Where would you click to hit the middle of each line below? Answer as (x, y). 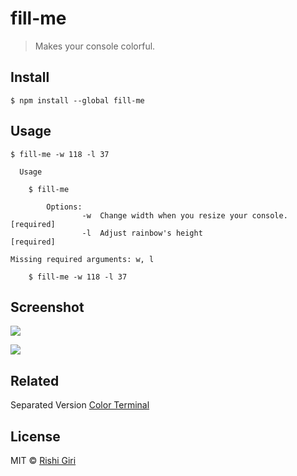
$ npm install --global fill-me (77, 100)
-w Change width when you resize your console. (184, 215)
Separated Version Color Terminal (80, 405)
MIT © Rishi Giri (43, 460)
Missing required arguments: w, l (82, 259)
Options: (64, 207)
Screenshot (47, 307)
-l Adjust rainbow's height (142, 233)
